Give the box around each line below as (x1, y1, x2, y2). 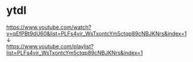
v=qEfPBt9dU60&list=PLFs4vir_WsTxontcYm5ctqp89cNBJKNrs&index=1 (6, 29, 187, 37)
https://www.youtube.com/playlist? (6, 43, 94, 50)
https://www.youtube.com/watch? (6, 23, 92, 31)
